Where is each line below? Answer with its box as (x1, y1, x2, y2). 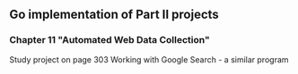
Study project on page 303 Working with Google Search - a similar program (9, 53, 289, 65)
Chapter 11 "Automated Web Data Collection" (9, 34, 210, 46)
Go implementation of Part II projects (9, 7, 220, 22)
